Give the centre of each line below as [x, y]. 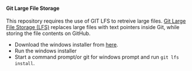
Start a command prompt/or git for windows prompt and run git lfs [97, 57]
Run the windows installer [46, 51]
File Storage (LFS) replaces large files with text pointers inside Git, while [93, 27]
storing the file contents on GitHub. [48, 33]
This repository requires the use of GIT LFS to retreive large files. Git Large [96, 21]
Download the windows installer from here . [66, 45]
